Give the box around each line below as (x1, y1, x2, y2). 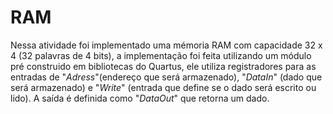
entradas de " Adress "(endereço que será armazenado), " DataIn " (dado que (10, 71, 323, 83)
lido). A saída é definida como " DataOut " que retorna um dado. (10, 92, 270, 104)
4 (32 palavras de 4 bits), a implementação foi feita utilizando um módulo (10, 49, 312, 61)
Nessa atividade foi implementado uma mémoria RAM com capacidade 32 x (10, 39, 323, 51)
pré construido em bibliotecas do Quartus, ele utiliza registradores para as (10, 60, 317, 72)
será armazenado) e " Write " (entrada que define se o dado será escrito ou (10, 81, 317, 93)
